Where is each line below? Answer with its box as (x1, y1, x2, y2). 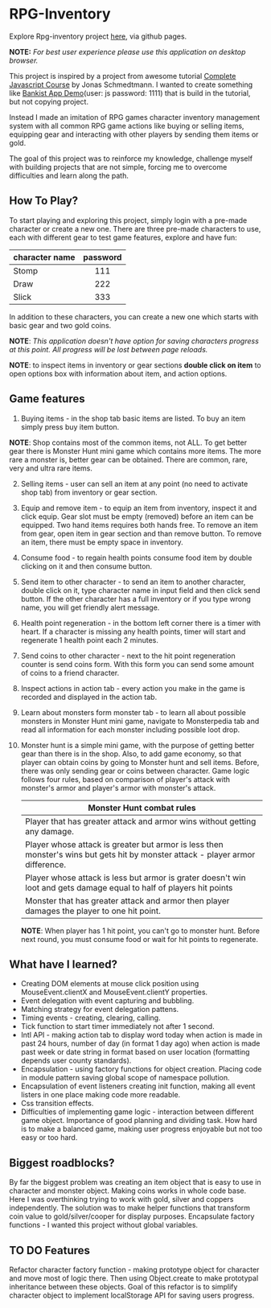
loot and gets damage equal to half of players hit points (24, 882, 233, 893)
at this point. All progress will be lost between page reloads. (9, 344, 208, 354)
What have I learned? (9, 957, 118, 971)
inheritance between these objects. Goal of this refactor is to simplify (9, 1282, 238, 1291)
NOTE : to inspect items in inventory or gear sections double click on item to (9, 360, 262, 370)
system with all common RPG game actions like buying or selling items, (9, 121, 244, 130)
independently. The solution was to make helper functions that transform (9, 1203, 251, 1213)
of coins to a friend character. (20, 668, 120, 677)
